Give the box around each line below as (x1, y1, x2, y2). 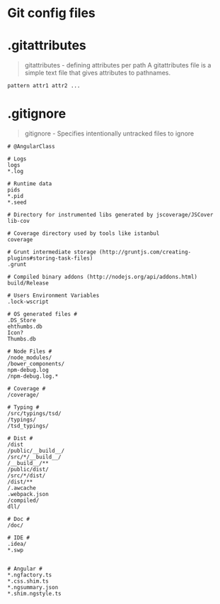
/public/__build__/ (7, 447, 65, 455)
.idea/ (7, 541, 27, 548)
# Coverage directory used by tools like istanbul (7, 230, 160, 237)
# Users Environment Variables (7, 292, 100, 300)
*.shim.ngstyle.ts (7, 591, 62, 598)
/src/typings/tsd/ (7, 410, 62, 417)
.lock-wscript (7, 298, 50, 306)
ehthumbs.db (7, 323, 42, 331)
